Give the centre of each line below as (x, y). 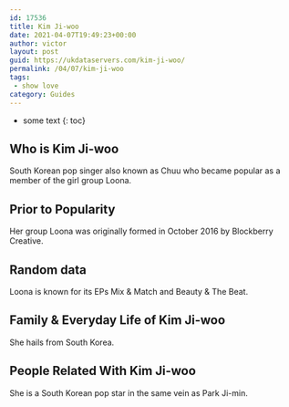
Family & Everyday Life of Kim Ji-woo (118, 320)
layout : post (34, 52)
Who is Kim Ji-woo (64, 148)
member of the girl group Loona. (71, 181)
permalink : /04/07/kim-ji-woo (67, 69)
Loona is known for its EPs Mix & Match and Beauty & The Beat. (129, 291)
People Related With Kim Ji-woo (103, 371)
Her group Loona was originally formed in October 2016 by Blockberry (141, 231)
